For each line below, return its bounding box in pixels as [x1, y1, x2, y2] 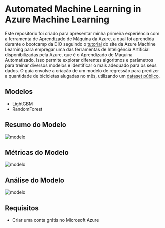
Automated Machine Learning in [5, 3, 141, 15]
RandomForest [12, 106, 43, 112]
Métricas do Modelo [5, 148, 69, 157]
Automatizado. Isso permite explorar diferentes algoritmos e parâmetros [5, 57, 154, 63]
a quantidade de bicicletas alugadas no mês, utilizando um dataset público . [5, 73, 160, 79]
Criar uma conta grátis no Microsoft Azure [12, 217, 99, 223]
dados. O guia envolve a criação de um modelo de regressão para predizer [5, 67, 159, 73]
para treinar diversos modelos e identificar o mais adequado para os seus [5, 62, 157, 68]
